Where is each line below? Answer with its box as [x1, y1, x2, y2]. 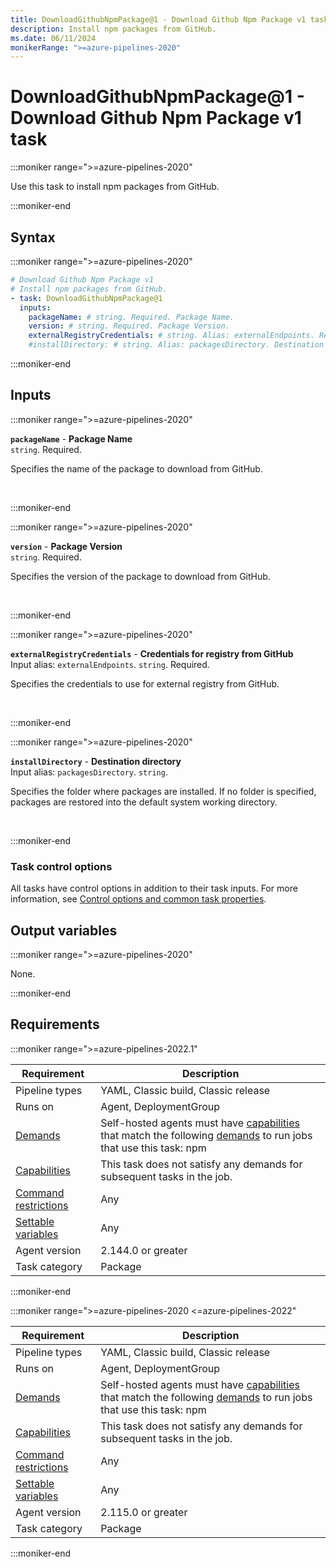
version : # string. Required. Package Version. [28, 321, 230, 331]
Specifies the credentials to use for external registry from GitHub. [10, 677, 280, 690]
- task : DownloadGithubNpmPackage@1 [10, 293, 163, 303]
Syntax [10, 229, 56, 246]
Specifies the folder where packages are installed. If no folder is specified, [10, 785, 317, 797]
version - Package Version [10, 540, 123, 552]
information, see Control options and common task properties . [10, 893, 267, 905]
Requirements [10, 1016, 100, 1033]
